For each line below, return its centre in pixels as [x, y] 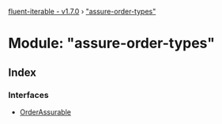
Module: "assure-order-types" [112, 43]
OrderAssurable [45, 112]
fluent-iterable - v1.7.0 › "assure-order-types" [82, 11]
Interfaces [28, 95]
